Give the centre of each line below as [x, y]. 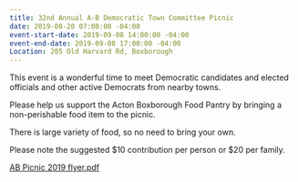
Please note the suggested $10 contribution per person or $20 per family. [147, 150]
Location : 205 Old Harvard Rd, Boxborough [91, 52]
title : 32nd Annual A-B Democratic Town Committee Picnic [122, 18]
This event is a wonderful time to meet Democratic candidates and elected [149, 77]
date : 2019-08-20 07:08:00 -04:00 [75, 26]
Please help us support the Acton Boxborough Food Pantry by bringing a [146, 105]
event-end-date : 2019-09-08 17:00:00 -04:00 [95, 43]
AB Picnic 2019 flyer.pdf [55, 167]
